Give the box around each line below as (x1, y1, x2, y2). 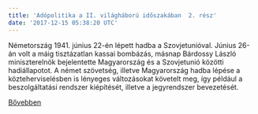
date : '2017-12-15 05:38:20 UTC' (8, 19, 118, 27)
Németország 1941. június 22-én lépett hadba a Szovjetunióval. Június (8, 40, 237, 50)
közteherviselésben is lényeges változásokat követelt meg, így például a (8, 74, 243, 83)
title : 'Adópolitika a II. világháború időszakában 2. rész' (8, 11, 217, 20)
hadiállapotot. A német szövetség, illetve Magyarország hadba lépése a (8, 65, 241, 75)
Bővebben (8, 97, 42, 107)
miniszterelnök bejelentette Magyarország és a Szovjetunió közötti (8, 57, 224, 67)
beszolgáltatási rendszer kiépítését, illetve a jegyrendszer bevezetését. (8, 82, 239, 91)
